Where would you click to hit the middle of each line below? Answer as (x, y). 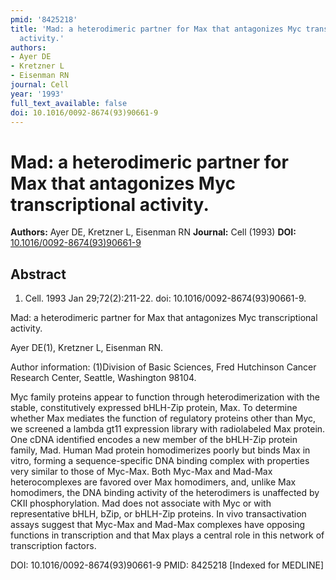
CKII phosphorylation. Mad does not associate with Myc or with (141, 503)
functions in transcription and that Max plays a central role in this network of (167, 535)
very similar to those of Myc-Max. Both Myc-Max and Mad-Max (141, 472)
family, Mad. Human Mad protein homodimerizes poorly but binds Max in (160, 450)
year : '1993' (37, 94)
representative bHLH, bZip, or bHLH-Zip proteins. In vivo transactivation (158, 514)
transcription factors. (53, 546)
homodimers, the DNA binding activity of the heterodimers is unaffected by (165, 493)
